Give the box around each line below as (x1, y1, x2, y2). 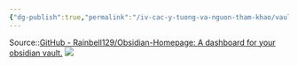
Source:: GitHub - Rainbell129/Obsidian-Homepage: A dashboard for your (9, 37, 277, 48)
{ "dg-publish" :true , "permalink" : (9, 12, 133, 22)
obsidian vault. (9, 48, 63, 58)
